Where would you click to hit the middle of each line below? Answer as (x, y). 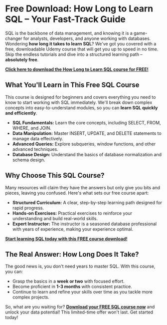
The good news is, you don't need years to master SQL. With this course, (80, 266)
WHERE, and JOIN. (32, 128)
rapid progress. (28, 208)
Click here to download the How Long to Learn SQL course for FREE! (77, 69)
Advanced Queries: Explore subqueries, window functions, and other (84, 144)
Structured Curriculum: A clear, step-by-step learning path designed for (87, 202)
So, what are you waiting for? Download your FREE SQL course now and (80, 307)
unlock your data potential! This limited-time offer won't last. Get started (79, 312)
